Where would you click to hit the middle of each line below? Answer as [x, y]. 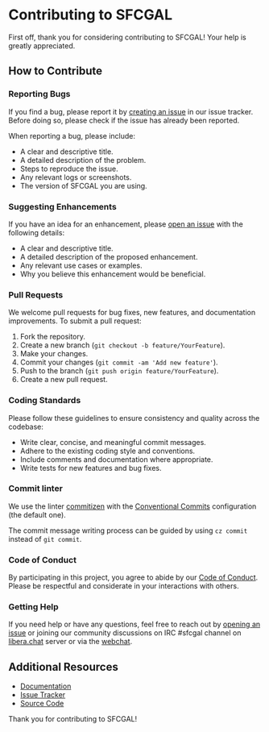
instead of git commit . [45, 539]
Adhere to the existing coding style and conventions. [108, 451]
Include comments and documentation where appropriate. [116, 459]
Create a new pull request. [64, 380]
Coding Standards [45, 401]
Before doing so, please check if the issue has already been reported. [124, 120]
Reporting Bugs [39, 94]
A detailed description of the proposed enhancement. [109, 256]
